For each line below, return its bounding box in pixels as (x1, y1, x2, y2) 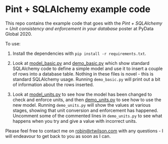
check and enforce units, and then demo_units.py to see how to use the (12, 97, 161, 103)
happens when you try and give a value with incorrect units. (12, 118, 137, 124)
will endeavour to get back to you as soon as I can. (5, 133, 111, 139)
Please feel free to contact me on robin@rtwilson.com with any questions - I (5, 127, 163, 134)
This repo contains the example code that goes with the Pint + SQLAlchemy (5, 20, 162, 26)
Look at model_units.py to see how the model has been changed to (12, 91, 152, 97)
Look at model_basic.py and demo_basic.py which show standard (12, 60, 150, 66)
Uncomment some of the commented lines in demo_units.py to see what (12, 112, 162, 119)
